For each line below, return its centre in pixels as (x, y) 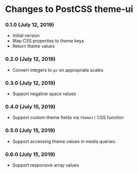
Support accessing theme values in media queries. (64, 141)
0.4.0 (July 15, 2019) (30, 107)
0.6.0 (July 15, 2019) (30, 154)
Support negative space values (44, 94)
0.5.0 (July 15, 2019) (30, 131)
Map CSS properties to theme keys (48, 41)
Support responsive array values (46, 165)
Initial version (26, 35)
